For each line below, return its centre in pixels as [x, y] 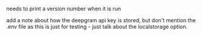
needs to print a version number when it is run [64, 9]
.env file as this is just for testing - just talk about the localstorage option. [97, 27]
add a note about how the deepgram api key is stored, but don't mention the [101, 20]
